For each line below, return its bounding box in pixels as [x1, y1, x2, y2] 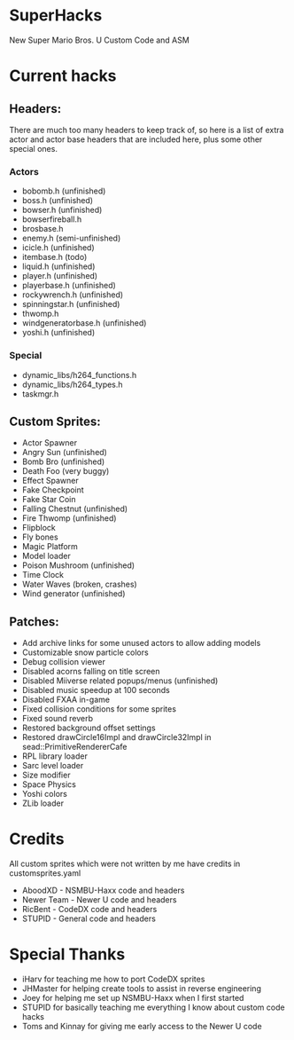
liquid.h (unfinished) [21, 261, 96, 272]
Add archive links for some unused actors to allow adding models [21, 638, 261, 649]
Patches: [9, 614, 59, 629]
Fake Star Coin [21, 494, 77, 505]
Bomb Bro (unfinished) [21, 456, 105, 467]
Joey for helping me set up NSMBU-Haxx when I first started [21, 993, 244, 1004]
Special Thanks [9, 944, 126, 965]
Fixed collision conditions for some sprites [21, 704, 177, 714]
